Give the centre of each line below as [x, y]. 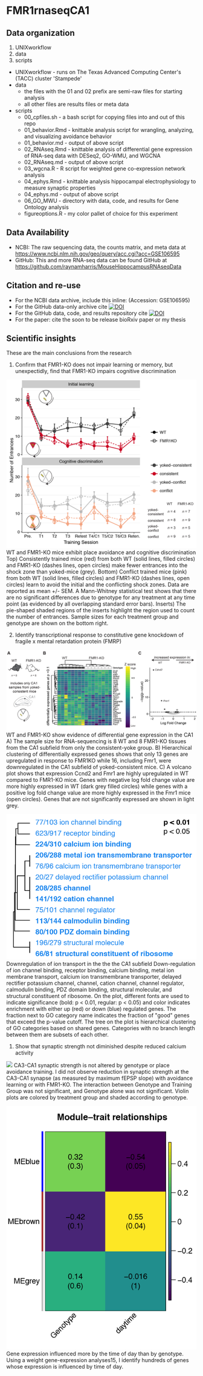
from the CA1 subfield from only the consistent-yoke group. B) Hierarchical [99, 748]
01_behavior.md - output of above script [74, 143]
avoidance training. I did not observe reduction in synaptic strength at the [98, 1072]
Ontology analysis [47, 207]
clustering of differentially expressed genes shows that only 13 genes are [97, 754]
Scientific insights [41, 339]
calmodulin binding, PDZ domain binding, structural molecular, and [89, 990]
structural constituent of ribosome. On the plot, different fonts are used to [98, 996]
